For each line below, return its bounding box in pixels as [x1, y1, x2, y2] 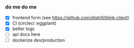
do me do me [5, 3, 37, 10]
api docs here [12, 31, 41, 38]
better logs [12, 26, 35, 32]
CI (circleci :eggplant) [12, 20, 57, 26]
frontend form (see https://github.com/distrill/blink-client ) [12, 15, 130, 21]
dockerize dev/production [12, 37, 65, 43]
